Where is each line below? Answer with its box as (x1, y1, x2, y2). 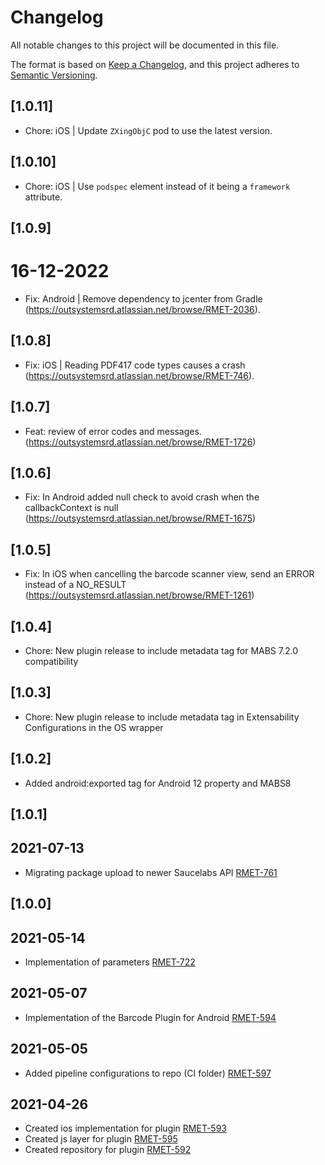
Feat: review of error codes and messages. (24, 425, 202, 437)
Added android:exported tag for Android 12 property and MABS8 (24, 777, 292, 789)
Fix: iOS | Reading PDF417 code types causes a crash (24, 359, 246, 371)
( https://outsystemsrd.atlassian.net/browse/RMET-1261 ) (24, 589, 255, 601)
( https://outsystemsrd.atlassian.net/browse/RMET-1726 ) (24, 436, 257, 448)
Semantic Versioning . (10, 69, 98, 81)
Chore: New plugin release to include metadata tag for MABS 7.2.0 (24, 644, 299, 656)
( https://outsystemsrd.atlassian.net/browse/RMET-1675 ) (24, 512, 257, 525)
